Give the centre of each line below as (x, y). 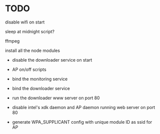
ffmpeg (12, 41)
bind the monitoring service (40, 79)
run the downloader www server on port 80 (56, 98)
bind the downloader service (41, 88)
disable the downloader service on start (52, 60)
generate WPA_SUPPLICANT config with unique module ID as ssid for (82, 122)
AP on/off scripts (29, 69)
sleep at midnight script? (30, 31)
